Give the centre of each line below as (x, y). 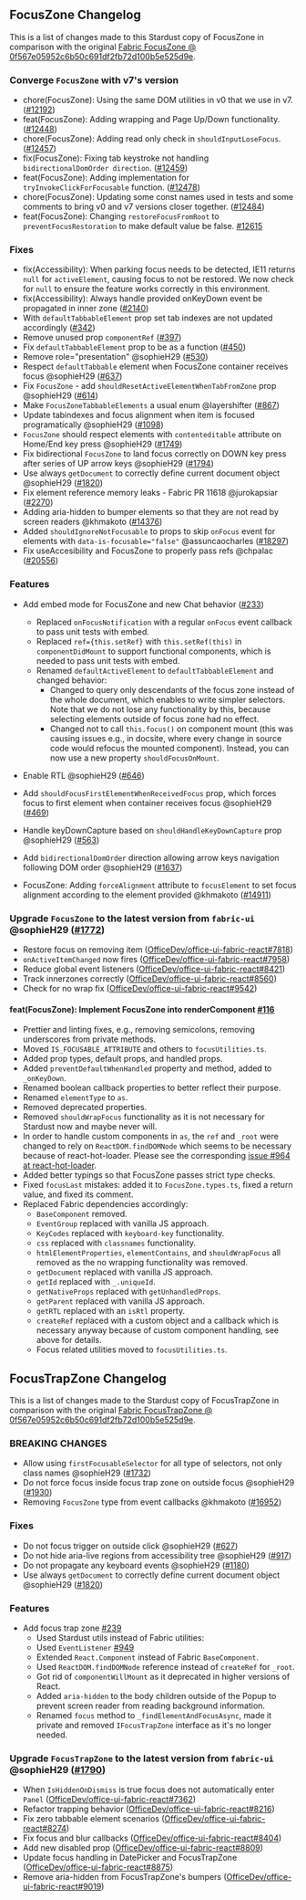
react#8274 (44, 1829)
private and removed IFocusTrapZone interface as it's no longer (153, 1725)
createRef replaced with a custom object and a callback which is (158, 1321)
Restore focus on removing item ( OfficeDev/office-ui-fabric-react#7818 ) (158, 950)
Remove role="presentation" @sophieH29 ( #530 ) (115, 357)
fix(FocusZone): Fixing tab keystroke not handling (116, 158)
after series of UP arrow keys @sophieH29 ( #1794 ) (118, 464)
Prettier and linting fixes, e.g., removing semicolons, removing (138, 1030)
